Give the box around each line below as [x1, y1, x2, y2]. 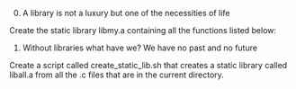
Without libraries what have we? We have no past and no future [22, 42, 258, 53]
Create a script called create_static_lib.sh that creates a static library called [9, 60, 288, 70]
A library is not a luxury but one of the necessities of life [22, 8, 230, 18]
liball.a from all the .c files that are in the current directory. [9, 69, 225, 80]
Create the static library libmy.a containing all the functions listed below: [9, 25, 277, 35]
